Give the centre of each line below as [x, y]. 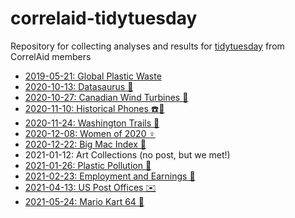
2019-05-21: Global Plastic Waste [93, 76]
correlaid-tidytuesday [104, 18]
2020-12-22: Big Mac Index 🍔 [85, 144]
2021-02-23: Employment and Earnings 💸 [110, 176]
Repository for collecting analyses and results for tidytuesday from [147, 46]
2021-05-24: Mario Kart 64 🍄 [84, 201]
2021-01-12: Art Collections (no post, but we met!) [127, 154]
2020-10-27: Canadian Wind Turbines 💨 [106, 97]
